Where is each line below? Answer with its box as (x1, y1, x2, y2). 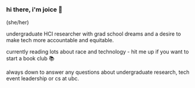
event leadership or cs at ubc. (6, 75, 79, 82)
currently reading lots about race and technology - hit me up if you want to (6, 48, 189, 55)
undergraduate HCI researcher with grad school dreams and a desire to (6, 30, 181, 37)
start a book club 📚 (6, 55, 55, 62)
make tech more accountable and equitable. (6, 37, 114, 44)
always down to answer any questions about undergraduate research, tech (6, 68, 190, 76)
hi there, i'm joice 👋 (6, 5, 62, 14)
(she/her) (6, 19, 29, 26)
